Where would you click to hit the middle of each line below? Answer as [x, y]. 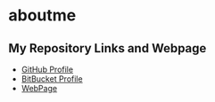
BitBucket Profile [52, 79]
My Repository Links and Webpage [107, 48]
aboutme [42, 16]
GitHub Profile [47, 69]
